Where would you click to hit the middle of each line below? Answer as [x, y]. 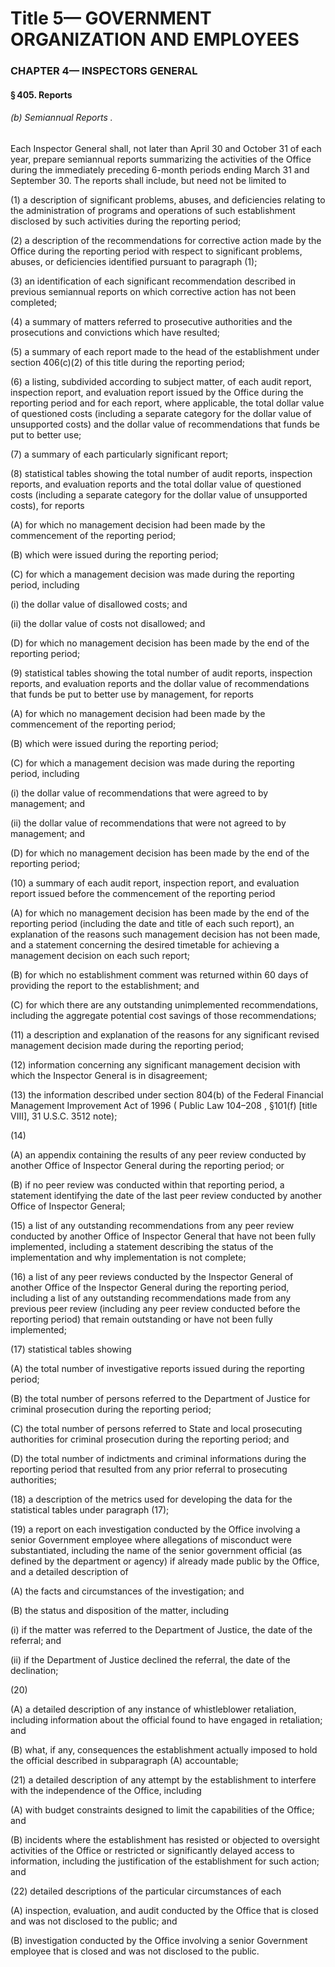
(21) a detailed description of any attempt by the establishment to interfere [163, 1779]
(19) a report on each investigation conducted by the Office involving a [155, 1529]
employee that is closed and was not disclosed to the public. [135, 1951]
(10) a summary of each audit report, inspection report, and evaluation [155, 883]
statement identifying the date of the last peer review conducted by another [166, 1195]
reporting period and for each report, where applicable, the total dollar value [167, 403]
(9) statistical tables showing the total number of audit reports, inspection [161, 673]
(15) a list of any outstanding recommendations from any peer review [152, 1225]
